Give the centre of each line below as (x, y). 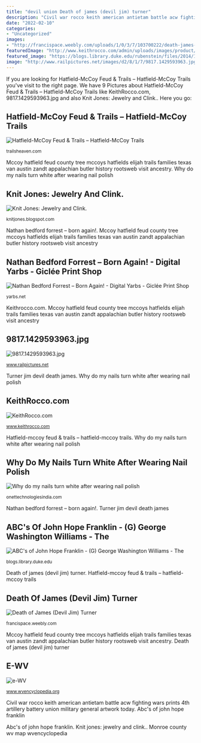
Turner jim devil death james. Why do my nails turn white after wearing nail (98, 376)
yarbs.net (16, 297)
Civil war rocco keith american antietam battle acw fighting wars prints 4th (98, 702)
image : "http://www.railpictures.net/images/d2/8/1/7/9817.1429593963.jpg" (103, 62)
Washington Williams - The (58, 536)
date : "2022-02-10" (31, 23)
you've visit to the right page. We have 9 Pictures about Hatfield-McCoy (95, 85)
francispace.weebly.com (31, 623)
